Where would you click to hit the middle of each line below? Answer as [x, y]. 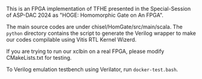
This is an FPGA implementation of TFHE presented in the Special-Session [99, 9]
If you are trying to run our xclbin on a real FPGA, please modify [85, 51]
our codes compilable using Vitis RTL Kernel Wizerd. [71, 39]
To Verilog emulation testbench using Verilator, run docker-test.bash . [92, 69]
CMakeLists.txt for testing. [39, 58]
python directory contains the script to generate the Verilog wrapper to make [101, 33]
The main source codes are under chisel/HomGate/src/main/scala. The [94, 27]
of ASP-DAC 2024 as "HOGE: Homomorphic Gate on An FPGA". [85, 15]
